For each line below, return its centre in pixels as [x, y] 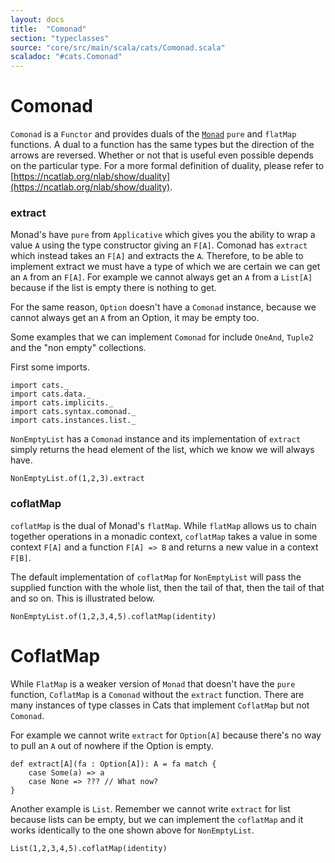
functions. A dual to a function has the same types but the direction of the [162, 145]
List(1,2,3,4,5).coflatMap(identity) [89, 848]
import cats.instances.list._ [73, 421]
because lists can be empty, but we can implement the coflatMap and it [157, 819]
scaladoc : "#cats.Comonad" [66, 57]
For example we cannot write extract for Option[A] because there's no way [166, 735]
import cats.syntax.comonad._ [73, 412]
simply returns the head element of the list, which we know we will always [162, 450]
